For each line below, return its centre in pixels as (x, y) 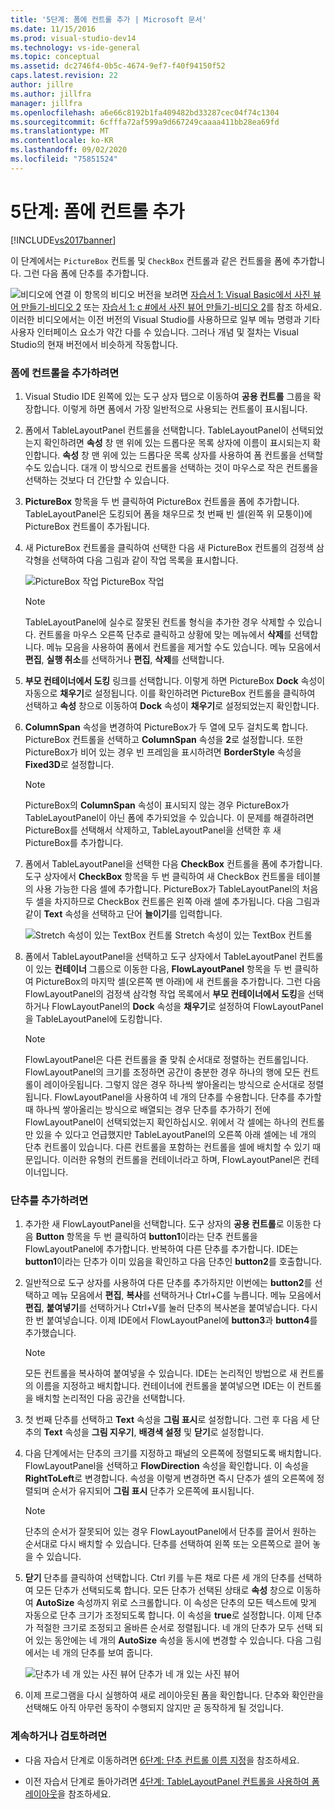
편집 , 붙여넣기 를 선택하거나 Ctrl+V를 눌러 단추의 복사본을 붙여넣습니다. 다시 (171, 1308)
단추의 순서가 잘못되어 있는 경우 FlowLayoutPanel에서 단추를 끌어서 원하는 (170, 1532)
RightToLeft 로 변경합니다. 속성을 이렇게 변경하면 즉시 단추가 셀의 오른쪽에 (169, 1478)
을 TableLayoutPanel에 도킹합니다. (93, 1018)
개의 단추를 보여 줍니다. (107, 1653)
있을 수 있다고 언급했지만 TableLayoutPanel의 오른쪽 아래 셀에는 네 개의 (176, 1134)
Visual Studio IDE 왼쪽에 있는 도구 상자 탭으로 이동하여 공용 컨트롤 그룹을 (168, 396)
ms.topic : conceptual (55, 57)
